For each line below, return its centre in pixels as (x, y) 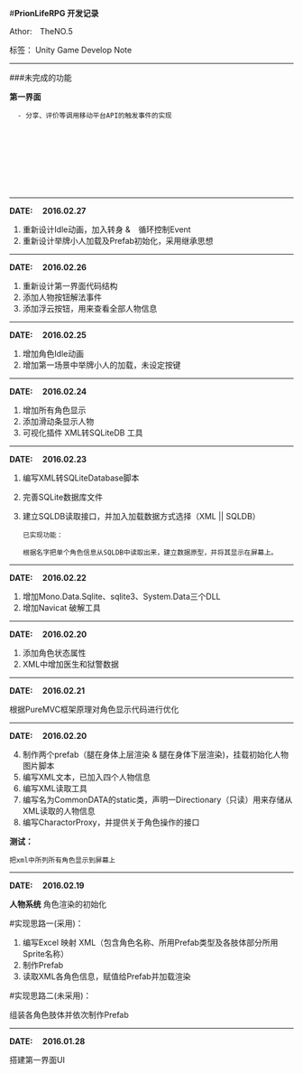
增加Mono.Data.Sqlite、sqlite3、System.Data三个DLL (121, 596)
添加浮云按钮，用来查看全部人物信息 (90, 308)
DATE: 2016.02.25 (48, 335)
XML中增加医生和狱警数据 (70, 664)
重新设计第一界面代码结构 (70, 286)
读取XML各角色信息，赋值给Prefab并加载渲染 (106, 976)
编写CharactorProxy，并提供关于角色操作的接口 (111, 822)
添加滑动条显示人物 (58, 421)
